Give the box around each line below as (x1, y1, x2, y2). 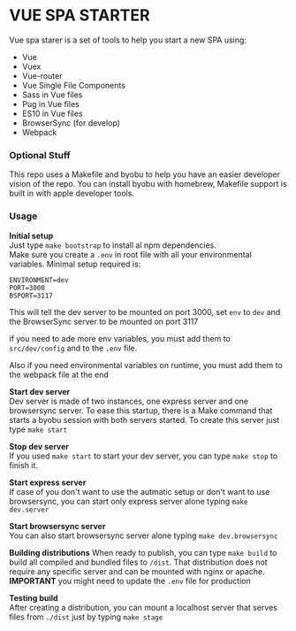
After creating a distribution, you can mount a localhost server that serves (9, 602, 278, 612)
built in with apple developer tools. (9, 188, 135, 199)
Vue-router (21, 70, 63, 81)
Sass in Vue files (21, 89, 83, 100)
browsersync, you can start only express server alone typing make (9, 496, 248, 506)
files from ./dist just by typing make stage (9, 612, 163, 622)
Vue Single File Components (21, 80, 126, 90)
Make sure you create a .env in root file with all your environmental (9, 249, 252, 259)
